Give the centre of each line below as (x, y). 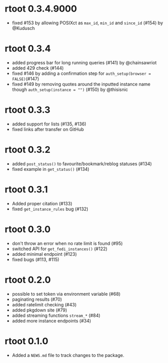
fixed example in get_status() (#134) (50, 169)
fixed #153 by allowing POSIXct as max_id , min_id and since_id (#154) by (88, 23)
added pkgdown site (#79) (40, 310)
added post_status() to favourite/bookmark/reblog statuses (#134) (82, 164)
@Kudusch (23, 28)
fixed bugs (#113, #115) (36, 259)
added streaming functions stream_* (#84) (56, 315)
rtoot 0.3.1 (26, 189)
